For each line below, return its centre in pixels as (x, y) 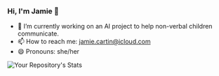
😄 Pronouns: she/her (48, 52)
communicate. (38, 33)
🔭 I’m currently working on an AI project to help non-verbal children (115, 26)
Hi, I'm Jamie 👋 (33, 11)
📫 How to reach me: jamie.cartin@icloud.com (84, 42)
